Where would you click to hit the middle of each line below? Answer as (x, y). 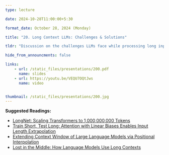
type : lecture (20, 10)
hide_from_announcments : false (38, 55)
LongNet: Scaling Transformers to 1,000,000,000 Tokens (71, 121)
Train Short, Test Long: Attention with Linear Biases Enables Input (80, 126)
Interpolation (26, 142)
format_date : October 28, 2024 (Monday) (48, 28)
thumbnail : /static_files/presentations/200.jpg (57, 97)
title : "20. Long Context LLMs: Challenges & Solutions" (66, 37)
